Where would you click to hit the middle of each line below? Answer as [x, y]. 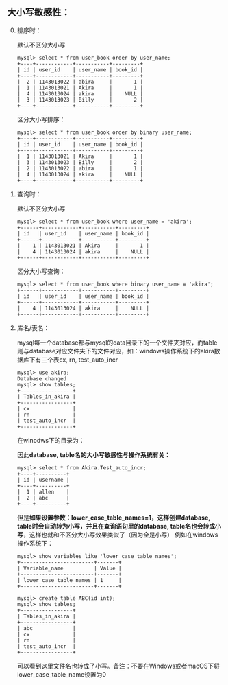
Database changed [42, 379]
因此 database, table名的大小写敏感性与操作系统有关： [94, 454]
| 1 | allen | [43, 492]
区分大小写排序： [41, 119]
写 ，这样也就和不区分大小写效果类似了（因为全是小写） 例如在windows [117, 535]
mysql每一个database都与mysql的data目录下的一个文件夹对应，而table [117, 342]
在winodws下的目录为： [51, 440]
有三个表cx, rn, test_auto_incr [77, 360]
